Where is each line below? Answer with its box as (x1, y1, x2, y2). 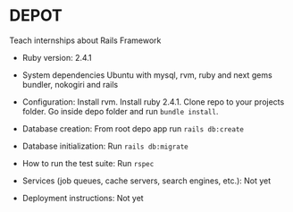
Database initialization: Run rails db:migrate (21, 140, 189, 151)
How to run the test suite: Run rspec (21, 157, 155, 168)
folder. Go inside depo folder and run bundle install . (21, 106, 219, 116)
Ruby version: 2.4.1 (21, 52, 92, 63)
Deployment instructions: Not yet (21, 192, 145, 203)
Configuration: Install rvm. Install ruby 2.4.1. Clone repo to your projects (21, 96, 285, 107)
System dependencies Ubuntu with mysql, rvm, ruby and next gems (21, 69, 272, 81)
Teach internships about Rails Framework (9, 35, 162, 46)
